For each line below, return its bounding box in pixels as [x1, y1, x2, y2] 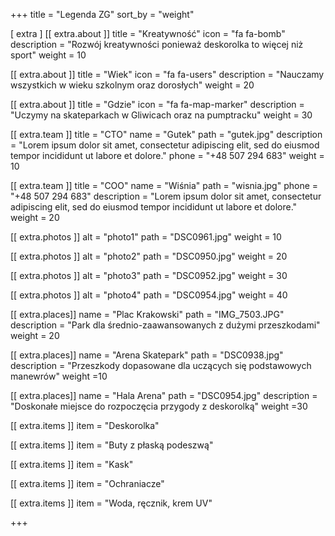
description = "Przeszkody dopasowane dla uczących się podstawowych [10, 360, 312, 371]
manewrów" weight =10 [10, 370, 108, 382]
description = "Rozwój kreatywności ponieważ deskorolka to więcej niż [10, 39, 304, 50]
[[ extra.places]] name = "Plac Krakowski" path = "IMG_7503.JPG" [10, 309, 285, 320]
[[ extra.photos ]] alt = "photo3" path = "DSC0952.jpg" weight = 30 [10, 270, 288, 281]
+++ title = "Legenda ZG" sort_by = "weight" [10, 9, 195, 20]
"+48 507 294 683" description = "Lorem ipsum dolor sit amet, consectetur [10, 190, 322, 202]
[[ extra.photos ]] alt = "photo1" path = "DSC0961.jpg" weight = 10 [10, 231, 282, 243]
